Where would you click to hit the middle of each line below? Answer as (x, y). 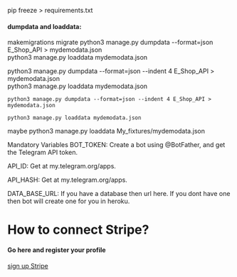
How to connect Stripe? (78, 230)
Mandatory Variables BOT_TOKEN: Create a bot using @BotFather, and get (116, 145)
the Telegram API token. (43, 153)
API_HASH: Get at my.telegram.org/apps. (68, 180)
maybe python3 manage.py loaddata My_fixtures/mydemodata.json (106, 131)
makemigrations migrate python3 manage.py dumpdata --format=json (110, 43)
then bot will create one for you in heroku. (69, 201)
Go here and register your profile (57, 250)
